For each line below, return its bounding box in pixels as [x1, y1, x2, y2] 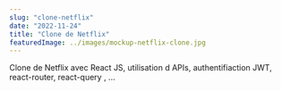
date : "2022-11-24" [9, 21, 82, 30]
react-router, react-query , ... [9, 72, 115, 83]
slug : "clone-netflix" [9, 12, 94, 22]
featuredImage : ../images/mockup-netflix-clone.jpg [9, 37, 206, 47]
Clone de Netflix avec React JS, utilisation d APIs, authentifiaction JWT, [9, 62, 273, 73]
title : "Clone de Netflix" [9, 29, 110, 38]
